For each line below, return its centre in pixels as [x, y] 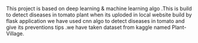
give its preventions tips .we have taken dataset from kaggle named [88, 27]
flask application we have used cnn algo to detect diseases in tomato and [95, 21]
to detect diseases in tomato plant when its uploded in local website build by [99, 15]
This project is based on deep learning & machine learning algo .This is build [99, 9]
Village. [15, 34]
